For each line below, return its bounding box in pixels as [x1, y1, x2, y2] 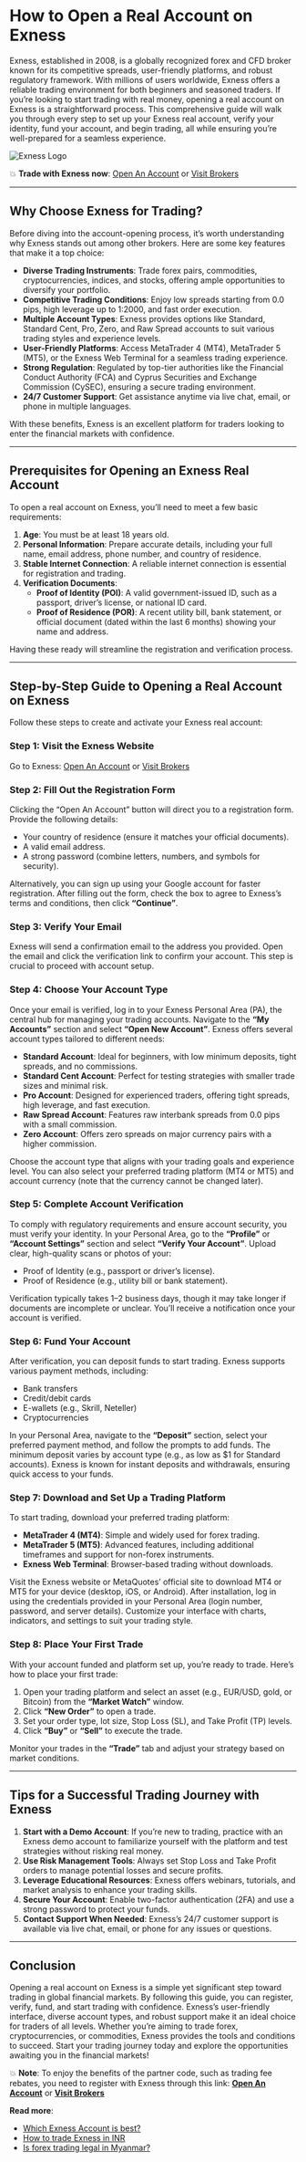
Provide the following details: [9, 813, 118, 824]
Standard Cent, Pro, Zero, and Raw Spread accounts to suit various [22, 323, 275, 334]
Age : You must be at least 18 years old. [22, 528, 170, 539]
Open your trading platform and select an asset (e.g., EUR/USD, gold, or [22, 1686, 293, 1697]
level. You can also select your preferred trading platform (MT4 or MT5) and [9, 1165, 294, 1176]
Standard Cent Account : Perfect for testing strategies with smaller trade [22, 1070, 296, 1081]
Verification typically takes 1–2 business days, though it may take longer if [9, 1292, 287, 1303]
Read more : [9, 2105, 54, 2116]
